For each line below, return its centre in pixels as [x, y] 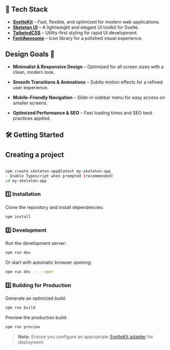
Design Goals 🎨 [30, 54]
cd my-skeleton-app [26, 181]
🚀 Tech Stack [27, 9]
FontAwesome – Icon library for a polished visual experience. [78, 38]
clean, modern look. [34, 72]
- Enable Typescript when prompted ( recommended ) [59, 176]
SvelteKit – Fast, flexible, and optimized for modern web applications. [86, 22]
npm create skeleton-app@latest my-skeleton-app [58, 171]
